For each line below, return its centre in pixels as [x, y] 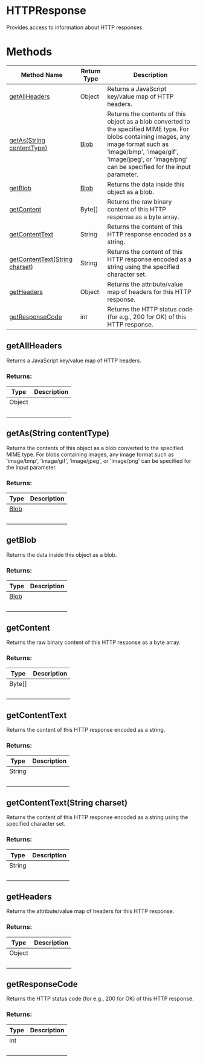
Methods [29, 52]
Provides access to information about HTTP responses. [75, 27]
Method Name [42, 75]
